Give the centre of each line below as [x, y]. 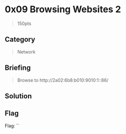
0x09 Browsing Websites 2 [63, 9]
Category [20, 39]
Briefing [18, 68]
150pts [24, 23]
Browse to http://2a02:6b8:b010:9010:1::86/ [63, 80]
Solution [18, 96]
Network [26, 51]
